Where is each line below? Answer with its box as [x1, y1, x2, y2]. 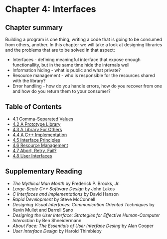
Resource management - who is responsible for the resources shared [12, 73, 156, 78]
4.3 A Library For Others [12, 126, 62, 132]
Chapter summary [5, 23, 63, 32]
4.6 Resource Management [12, 142, 68, 148]
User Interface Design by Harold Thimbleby [12, 228, 102, 234]
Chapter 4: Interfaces [5, 3, 96, 15]
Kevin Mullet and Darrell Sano [12, 207, 73, 213]
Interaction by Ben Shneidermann [12, 217, 82, 223]
